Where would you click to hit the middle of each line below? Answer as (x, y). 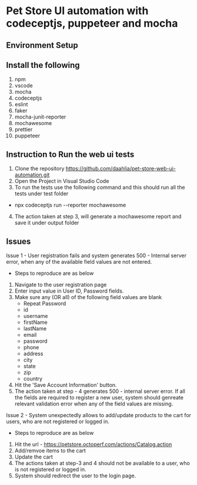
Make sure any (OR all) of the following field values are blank (88, 297)
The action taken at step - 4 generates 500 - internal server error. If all (100, 391)
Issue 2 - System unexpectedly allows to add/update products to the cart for (99, 415)
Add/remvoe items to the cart (50, 451)
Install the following (43, 65)
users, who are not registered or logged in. (58, 422)
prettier (24, 130)
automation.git (32, 175)
